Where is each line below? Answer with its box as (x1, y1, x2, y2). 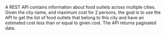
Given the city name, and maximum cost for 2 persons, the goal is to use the (5, 9, 161, 15)
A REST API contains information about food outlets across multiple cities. (5, 4, 156, 10)
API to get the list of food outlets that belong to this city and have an (5, 15, 144, 20)
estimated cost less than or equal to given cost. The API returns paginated (5, 20, 157, 26)
